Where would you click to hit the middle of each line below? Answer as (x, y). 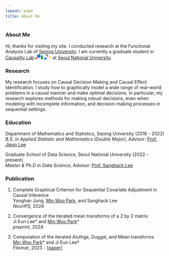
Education (18, 122)
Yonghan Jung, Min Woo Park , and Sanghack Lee (65, 201)
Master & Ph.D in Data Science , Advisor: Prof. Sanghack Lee (69, 165)
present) (14, 160)
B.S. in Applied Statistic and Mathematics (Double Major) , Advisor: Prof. (81, 139)
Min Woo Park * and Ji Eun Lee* (46, 242)
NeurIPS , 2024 (28, 206)
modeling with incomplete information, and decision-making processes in (83, 104)
